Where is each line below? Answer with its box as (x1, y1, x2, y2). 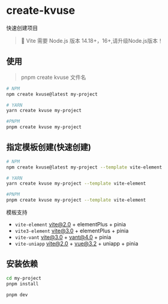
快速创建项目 (6, 24, 38, 31)
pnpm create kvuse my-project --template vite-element (6, 197, 146, 203)
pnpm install (6, 281, 39, 287)
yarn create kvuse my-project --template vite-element (6, 181, 146, 187)
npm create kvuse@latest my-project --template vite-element (6, 164, 163, 170)
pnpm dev (6, 291, 28, 298)
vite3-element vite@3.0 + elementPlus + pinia (14, 227, 129, 235)
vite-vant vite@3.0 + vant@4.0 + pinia (14, 234, 112, 241)
